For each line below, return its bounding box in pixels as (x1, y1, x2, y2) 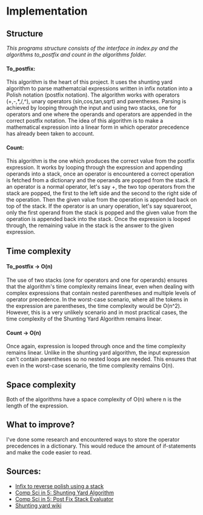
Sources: (6, 466, 41, 477)
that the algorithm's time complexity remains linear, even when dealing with (6, 283, 195, 290)
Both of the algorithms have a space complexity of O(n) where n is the (6, 396, 182, 403)
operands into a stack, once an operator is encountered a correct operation (6, 170, 195, 177)
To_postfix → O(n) (6, 263, 53, 270)
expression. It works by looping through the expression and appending (6, 164, 183, 171)
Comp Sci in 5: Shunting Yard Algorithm (15, 489, 114, 496)
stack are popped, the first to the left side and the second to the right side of (6, 189, 198, 197)
